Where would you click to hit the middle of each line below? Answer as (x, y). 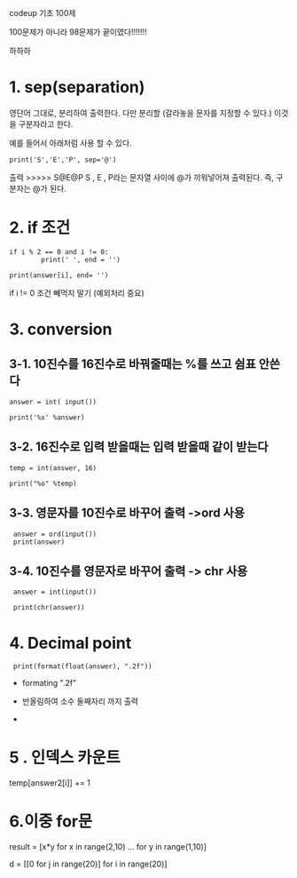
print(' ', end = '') (81, 259)
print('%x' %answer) (47, 417)
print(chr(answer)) (49, 608)
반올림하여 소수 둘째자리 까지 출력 (80, 701)
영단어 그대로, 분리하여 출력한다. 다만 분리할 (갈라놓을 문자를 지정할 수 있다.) (141, 113)
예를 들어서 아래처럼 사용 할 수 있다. (70, 143)
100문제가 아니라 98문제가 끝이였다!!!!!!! (78, 32)
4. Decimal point (70, 643)
